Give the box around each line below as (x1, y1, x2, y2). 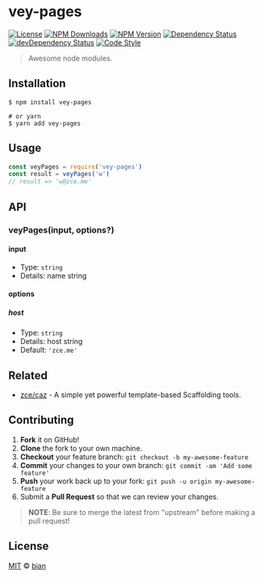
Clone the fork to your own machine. (19, 443, 143, 453)
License (8, 539, 49, 553)
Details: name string (19, 270, 87, 280)
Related (8, 368, 48, 382)
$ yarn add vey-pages (8, 119, 81, 128)
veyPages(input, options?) (8, 224, 115, 236)
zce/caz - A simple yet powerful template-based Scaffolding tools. (19, 390, 242, 400)
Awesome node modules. (27, 53, 113, 63)
